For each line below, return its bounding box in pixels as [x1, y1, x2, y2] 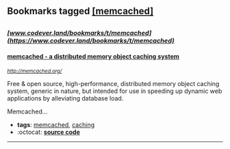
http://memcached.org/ [7, 68, 62, 74]
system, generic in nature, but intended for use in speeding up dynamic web [7, 87, 222, 95]
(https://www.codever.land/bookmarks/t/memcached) [7, 36, 175, 45]
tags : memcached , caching [16, 120, 95, 128]
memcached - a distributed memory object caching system [7, 53, 180, 61]
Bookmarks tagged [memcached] [7, 5, 154, 17]
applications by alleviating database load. [7, 94, 124, 102]
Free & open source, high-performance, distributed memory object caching [7, 79, 220, 87]
